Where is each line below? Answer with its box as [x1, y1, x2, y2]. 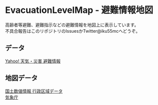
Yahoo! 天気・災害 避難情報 [5, 58, 61, 64]
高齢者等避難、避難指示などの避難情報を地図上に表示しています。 [5, 22, 139, 28]
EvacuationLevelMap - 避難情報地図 [5, 4, 154, 16]
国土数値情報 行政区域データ [5, 88, 63, 94]
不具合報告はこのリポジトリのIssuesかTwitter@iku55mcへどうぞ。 [5, 28, 140, 34]
